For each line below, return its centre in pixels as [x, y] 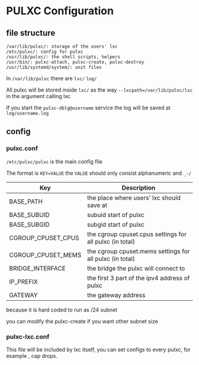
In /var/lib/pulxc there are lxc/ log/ [52, 78]
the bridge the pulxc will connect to [136, 268]
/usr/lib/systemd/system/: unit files [54, 67]
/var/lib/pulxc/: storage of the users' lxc [62, 46]
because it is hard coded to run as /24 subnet [62, 310]
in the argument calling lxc [38, 96]
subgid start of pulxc [116, 224]
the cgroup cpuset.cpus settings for [137, 234]
